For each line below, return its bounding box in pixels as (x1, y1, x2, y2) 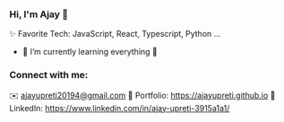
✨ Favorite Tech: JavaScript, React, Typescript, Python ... (9, 29, 221, 39)
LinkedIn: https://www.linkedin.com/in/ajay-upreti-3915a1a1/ (9, 102, 230, 113)
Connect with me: (9, 69, 89, 82)
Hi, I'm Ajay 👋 (9, 8, 69, 21)
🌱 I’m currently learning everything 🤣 (22, 47, 159, 57)
